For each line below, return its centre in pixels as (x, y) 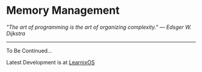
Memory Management (63, 10)
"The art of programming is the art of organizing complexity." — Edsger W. (99, 27)
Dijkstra (16, 33)
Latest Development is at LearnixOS (50, 62)
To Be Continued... (29, 50)
